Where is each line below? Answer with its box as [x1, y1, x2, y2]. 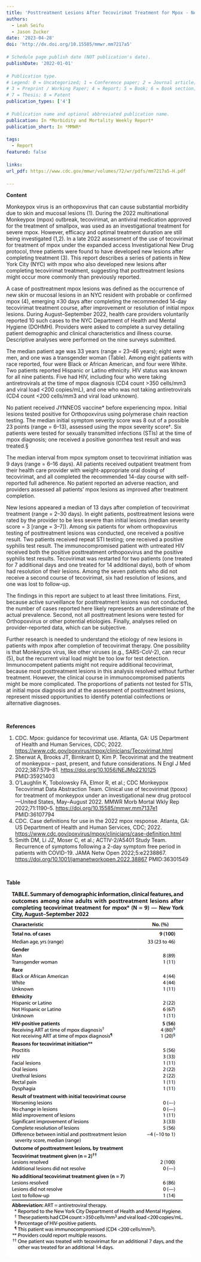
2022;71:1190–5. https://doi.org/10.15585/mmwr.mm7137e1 [14, 805, 158, 812]
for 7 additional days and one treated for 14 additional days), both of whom [6, 562, 190, 569]
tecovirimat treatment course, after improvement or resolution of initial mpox [6, 304, 194, 312]
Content [6, 192, 27, 199]
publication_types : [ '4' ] [6, 99, 71, 105]
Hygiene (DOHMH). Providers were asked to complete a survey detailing [6, 323, 185, 330]
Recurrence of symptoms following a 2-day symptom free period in [14, 843, 181, 850]
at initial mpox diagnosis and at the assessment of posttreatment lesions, [6, 687, 186, 694]
